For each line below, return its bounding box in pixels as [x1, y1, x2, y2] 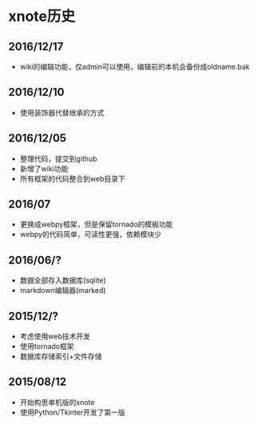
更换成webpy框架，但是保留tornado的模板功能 [19, 219, 173, 229]
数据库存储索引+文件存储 [19, 351, 102, 361]
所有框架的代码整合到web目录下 [19, 174, 125, 183]
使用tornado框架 [19, 342, 74, 351]
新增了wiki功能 [19, 163, 69, 173]
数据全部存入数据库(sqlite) [19, 275, 106, 285]
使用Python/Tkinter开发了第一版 [19, 407, 125, 417]
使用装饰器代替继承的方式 [19, 107, 105, 117]
